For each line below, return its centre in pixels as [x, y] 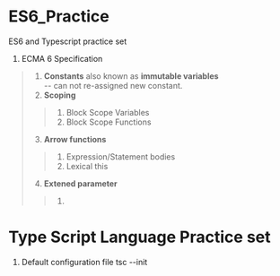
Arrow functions [75, 139]
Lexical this [87, 166]
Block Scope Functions [109, 122]
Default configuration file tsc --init [84, 262]
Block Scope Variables [108, 112]
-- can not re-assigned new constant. [113, 85]
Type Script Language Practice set [140, 237]
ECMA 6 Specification [62, 58]
